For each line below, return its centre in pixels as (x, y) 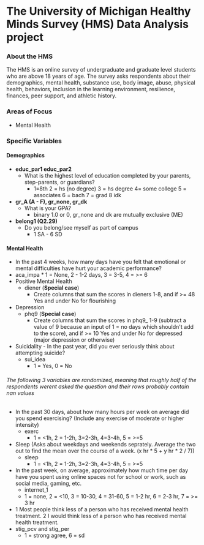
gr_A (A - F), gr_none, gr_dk (51, 201)
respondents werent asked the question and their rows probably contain (98, 386)
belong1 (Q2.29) (36, 221)
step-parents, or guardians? (59, 182)
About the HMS (30, 56)
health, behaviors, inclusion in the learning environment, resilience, (91, 89)
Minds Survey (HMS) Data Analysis (97, 24)
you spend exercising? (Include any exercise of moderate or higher (100, 418)
